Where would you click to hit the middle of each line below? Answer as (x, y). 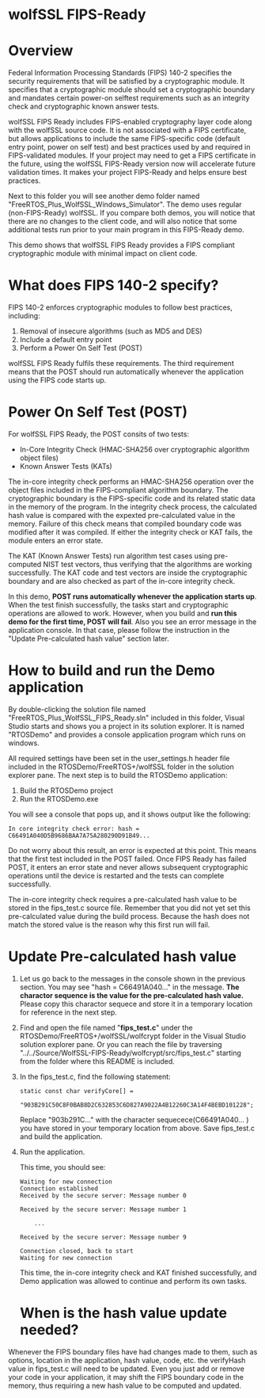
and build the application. (61, 1136)
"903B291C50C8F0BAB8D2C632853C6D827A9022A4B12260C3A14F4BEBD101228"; (137, 1105)
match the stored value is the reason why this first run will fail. (109, 924)
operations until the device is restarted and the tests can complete (116, 875)
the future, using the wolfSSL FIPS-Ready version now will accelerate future (132, 164)
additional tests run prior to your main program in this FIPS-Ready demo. (127, 230)
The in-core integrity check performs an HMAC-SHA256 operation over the (131, 482)
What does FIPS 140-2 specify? (114, 286)
